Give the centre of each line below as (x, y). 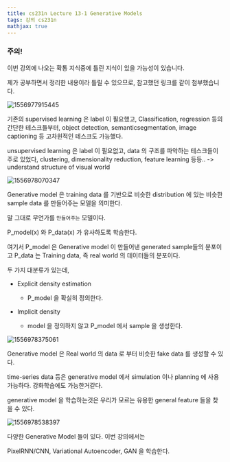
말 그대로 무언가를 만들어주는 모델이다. (57, 218)
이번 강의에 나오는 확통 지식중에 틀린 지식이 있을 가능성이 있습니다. (96, 68)
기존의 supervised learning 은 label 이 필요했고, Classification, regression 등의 (115, 119)
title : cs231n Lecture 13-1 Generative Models (75, 13)
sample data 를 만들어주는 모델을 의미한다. (65, 203)
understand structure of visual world (59, 167)
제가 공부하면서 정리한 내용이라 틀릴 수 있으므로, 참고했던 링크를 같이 (99, 82)
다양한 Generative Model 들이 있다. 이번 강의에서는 (76, 436)
